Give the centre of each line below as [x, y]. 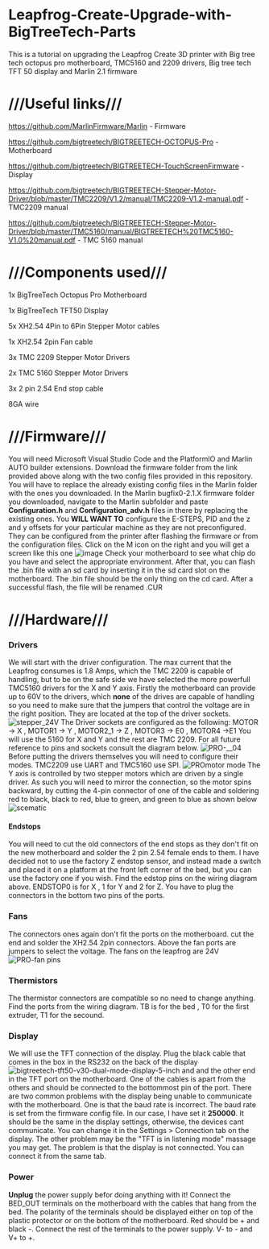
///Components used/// [88, 273]
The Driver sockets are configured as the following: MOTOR [159, 722]
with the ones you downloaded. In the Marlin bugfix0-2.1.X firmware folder [132, 493]
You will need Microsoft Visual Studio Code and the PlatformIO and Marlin [130, 459]
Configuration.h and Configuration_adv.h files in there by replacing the [128, 510]
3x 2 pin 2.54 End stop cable [56, 388]
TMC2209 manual [38, 207]
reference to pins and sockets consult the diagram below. [103, 748]
